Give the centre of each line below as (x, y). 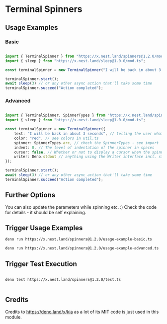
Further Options (30, 195)
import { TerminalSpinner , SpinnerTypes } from (55, 115)
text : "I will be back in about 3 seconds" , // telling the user (83, 134)
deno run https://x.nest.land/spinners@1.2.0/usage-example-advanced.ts (82, 248)
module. (14, 317)
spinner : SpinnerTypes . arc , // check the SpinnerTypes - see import (86, 143)
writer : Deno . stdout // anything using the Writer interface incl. (85, 157)
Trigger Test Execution (41, 264)
